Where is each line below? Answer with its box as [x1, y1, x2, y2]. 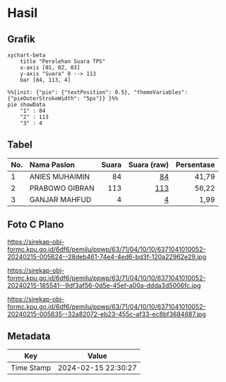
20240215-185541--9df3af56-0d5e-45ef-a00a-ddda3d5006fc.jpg [7, 281, 201, 290]
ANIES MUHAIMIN [29, 172, 90, 181]
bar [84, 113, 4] [20, 76, 71, 83]
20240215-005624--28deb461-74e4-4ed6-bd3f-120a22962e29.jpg [7, 252, 207, 261]
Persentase [175, 160, 215, 169]
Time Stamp [11, 363, 52, 373]
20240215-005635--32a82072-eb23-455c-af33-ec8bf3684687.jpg [7, 309, 206, 318]
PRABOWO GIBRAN [29, 183, 95, 193]
